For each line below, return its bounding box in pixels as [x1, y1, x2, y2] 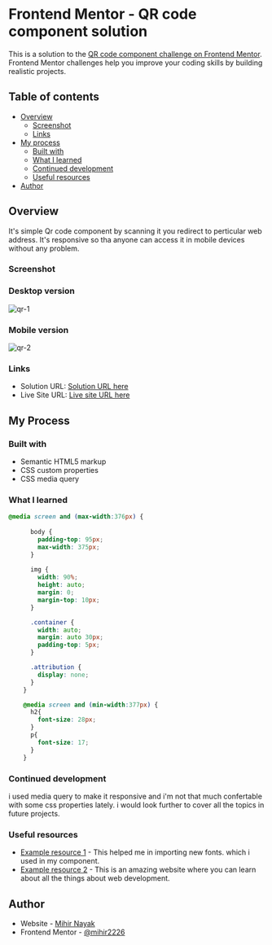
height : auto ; [37, 581, 86, 589]
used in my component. [20, 856, 100, 866]
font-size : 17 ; [37, 738, 90, 746]
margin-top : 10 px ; [37, 596, 100, 604]
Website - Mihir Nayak [20, 919, 95, 929]
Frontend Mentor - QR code [8, 5, 197, 24]
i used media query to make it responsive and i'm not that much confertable [8, 791, 263, 801]
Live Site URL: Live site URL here [20, 390, 130, 400]
